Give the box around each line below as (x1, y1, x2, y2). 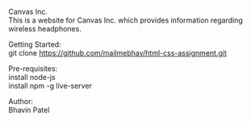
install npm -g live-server (8, 81, 93, 90)
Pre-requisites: (8, 64, 58, 73)
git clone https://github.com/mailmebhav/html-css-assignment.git (8, 48, 228, 57)
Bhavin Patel (8, 105, 50, 115)
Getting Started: (8, 40, 62, 49)
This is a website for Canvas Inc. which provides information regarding (8, 15, 244, 25)
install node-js (8, 73, 56, 81)
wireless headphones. (8, 24, 82, 33)
